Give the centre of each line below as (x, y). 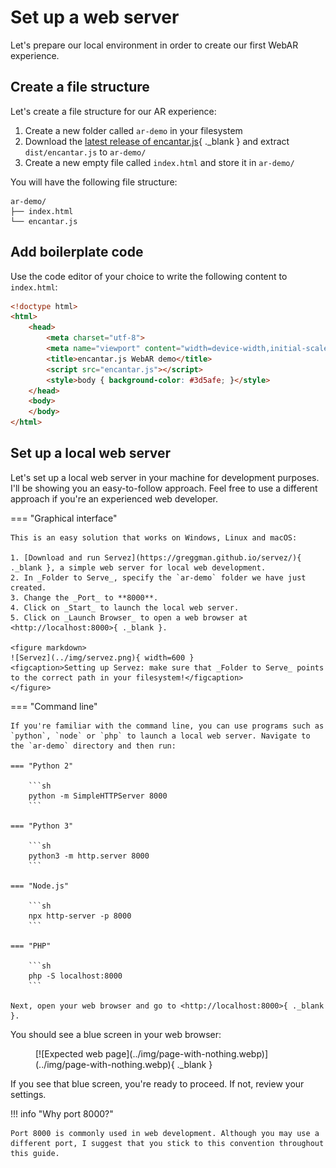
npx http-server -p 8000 (80, 916)
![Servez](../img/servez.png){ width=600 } (102, 657)
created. (28, 587)
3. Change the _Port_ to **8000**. (84, 597)
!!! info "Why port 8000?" (62, 1113)
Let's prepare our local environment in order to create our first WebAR (154, 45)
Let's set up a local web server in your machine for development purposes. (165, 477)
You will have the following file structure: (94, 182)
